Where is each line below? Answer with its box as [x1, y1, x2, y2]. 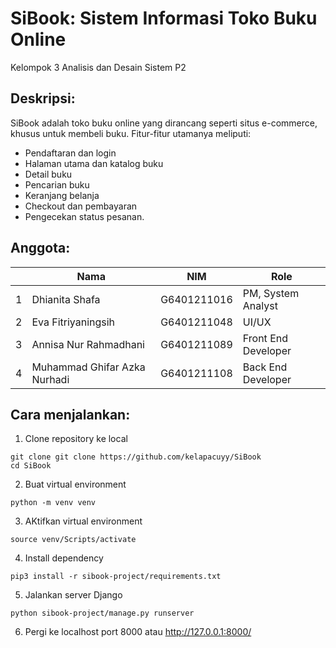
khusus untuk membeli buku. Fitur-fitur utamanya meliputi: [10, 127, 252, 139]
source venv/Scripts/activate [10, 535, 137, 545]
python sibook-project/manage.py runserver [10, 608, 195, 619]
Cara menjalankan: [10, 406, 131, 423]
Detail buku [24, 168, 73, 180]
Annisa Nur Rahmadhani [31, 337, 145, 351]
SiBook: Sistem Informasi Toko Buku [10, 7, 318, 30]
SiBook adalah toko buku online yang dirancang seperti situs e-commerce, [10, 117, 318, 129]
